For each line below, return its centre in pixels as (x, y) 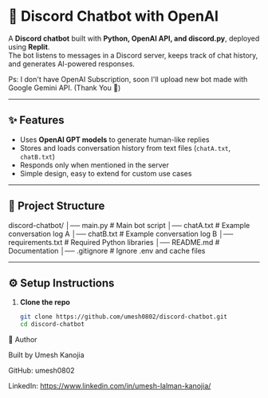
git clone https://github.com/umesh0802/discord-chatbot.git (124, 317)
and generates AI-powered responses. (72, 64)
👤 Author (23, 340)
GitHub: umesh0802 (41, 371)
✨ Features (36, 120)
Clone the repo (45, 302)
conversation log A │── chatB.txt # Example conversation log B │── (121, 234)
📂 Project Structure (57, 206)
